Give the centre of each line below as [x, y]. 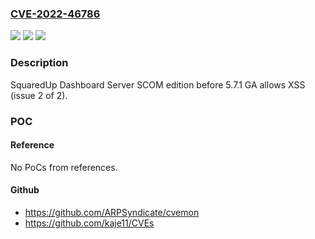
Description [39, 63]
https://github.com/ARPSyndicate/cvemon [112, 212]
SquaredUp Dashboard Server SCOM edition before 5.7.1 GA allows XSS [158, 84]
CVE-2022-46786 [55, 14]
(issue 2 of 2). [39, 95]
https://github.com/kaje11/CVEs [89, 223]
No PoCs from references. [64, 167]
